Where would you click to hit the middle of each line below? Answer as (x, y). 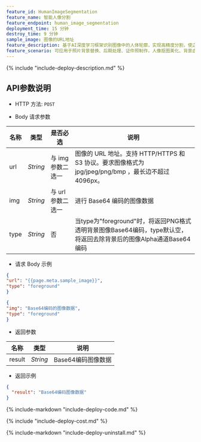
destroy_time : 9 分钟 (32, 34)
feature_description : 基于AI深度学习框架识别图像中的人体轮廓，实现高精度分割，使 (99, 46)
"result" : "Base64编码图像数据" (49, 393)
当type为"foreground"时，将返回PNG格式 (133, 221)
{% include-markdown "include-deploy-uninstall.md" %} (76, 433)
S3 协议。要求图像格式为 (109, 163)
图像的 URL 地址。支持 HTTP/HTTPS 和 (130, 154)
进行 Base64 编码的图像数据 (114, 200)
